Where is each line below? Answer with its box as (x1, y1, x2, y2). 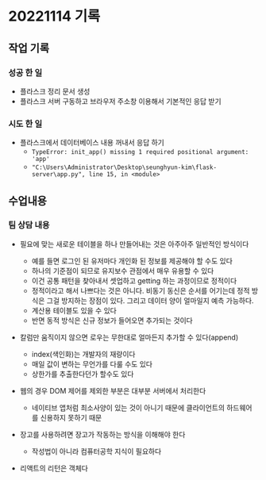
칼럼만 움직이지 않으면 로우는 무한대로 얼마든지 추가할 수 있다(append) (19, 332, 239, 342)
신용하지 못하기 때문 (40, 413, 102, 422)
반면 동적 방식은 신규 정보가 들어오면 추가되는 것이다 (31, 315, 193, 325)
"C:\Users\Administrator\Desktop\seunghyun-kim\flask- (31, 163, 217, 171)
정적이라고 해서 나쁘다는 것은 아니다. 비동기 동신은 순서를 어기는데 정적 (31, 286, 250, 295)
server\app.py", (31, 171, 86, 179)
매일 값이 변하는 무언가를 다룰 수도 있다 (31, 359, 153, 369)
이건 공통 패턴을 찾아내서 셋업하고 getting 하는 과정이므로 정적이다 (31, 275, 237, 286)
